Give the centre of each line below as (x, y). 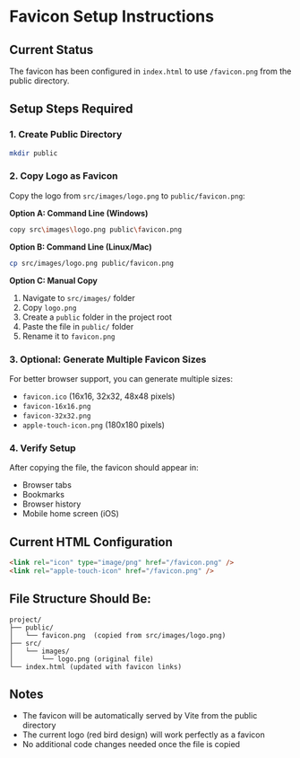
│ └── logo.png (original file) (81, 659)
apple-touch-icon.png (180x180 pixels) (94, 425)
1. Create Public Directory (66, 135)
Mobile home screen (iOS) (70, 514)
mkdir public (34, 153)
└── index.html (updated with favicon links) (95, 666)
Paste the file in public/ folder (78, 326)
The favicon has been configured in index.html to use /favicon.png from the (150, 71)
